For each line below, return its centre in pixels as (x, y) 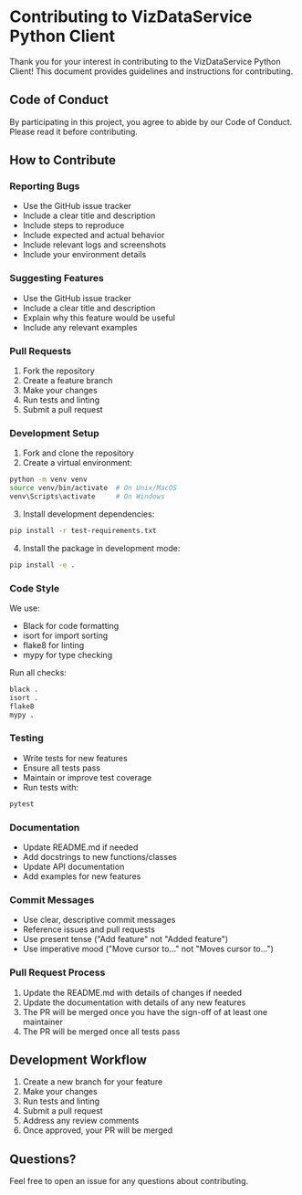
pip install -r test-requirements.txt (83, 530)
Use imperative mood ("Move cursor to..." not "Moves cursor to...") (148, 949)
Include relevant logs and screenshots (94, 245)
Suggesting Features (57, 278)
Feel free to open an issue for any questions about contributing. (129, 1181)
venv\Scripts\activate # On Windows (88, 497)
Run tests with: (51, 787)
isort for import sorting (65, 635)
